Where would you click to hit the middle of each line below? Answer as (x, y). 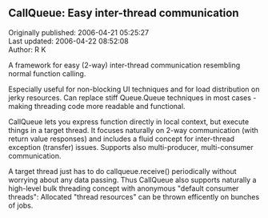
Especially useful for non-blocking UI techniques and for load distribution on (134, 89)
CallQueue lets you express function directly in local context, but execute (129, 121)
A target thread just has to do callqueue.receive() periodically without (123, 171)
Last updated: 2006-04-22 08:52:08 (69, 41)
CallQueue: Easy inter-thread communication (124, 13)
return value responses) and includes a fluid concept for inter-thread (121, 139)
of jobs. (21, 205)
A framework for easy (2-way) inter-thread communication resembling (124, 65)
